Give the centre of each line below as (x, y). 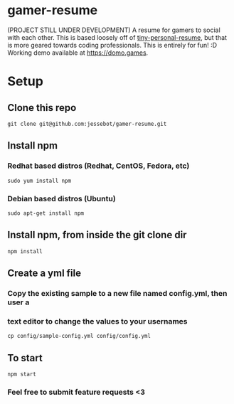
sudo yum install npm (39, 181)
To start (25, 358)
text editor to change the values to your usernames (97, 321)
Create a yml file (44, 273)
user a (18, 302)
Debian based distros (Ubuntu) (62, 198)
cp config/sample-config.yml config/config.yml (79, 336)
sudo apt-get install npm (46, 213)
